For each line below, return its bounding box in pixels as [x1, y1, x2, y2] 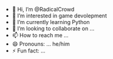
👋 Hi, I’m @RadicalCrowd [12, 6, 75, 13]
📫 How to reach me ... [12, 32, 69, 39]
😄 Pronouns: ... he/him [12, 40, 70, 48]
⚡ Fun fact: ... [12, 47, 46, 54]
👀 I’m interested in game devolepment [12, 12, 108, 19]
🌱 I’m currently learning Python [12, 19, 90, 25]
